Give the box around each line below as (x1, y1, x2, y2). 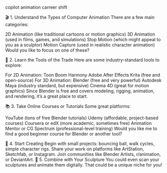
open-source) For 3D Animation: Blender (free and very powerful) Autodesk (5, 77, 162, 83)
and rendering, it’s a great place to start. (5, 93, 88, 99)
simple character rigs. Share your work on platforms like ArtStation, (5, 146, 144, 152)
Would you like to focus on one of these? (5, 47, 90, 53)
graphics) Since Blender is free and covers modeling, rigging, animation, (5, 88, 154, 94)
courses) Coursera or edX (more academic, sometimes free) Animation (5, 120, 152, 126)
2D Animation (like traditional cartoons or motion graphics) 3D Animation (5, 31, 155, 37)
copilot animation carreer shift (5, 5, 68, 10)
